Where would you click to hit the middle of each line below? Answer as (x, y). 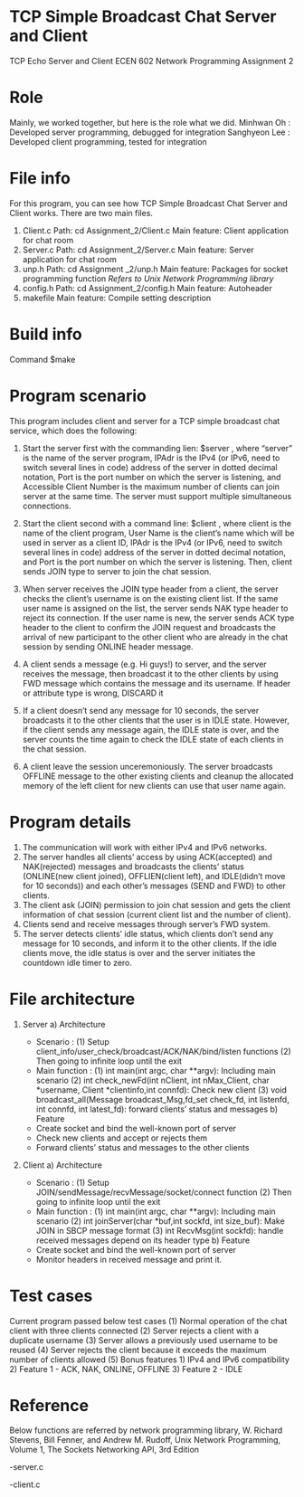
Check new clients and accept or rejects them (122, 1138)
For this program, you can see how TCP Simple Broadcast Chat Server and (148, 203)
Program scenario (78, 396)
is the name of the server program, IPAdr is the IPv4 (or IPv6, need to (151, 458)
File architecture (72, 999)
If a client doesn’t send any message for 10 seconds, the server (141, 710)
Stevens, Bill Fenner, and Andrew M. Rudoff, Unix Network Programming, (145, 1440)
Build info (46, 334)
